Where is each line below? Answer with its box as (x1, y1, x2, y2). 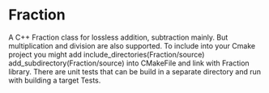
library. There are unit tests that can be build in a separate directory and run (8, 66, 262, 76)
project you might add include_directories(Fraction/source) (8, 49, 205, 59)
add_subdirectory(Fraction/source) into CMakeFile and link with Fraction (8, 58, 250, 68)
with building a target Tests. (8, 75, 101, 85)
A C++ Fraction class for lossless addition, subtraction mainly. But (8, 32, 228, 42)
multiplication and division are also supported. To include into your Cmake (8, 40, 256, 50)
